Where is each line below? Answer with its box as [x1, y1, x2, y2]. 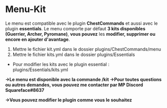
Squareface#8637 [5, 87, 45, 93]
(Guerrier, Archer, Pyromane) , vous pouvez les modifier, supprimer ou [5, 31, 156, 37]
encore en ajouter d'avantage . [5, 36, 70, 42]
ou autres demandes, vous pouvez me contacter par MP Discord [5, 82, 143, 88]
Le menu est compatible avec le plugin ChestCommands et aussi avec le [5, 20, 158, 26]
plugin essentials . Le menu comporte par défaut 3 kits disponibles [5, 25, 146, 31]
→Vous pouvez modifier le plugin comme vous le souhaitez [5, 97, 133, 103]
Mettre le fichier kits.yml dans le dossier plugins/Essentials [12, 51, 135, 58]
